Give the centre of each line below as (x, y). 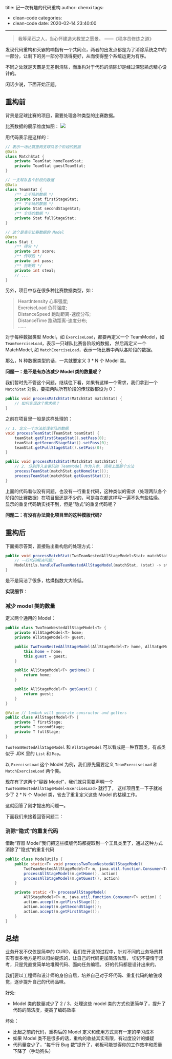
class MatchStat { (25, 156)
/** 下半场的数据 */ (34, 204)
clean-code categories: (37, 18)
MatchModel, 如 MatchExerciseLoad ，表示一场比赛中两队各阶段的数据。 (80, 350)
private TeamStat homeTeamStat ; (49, 161)
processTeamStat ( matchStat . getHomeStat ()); (62, 471)
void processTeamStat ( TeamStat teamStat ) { (52, 433)
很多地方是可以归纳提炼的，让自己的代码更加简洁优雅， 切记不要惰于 (87, 958)
